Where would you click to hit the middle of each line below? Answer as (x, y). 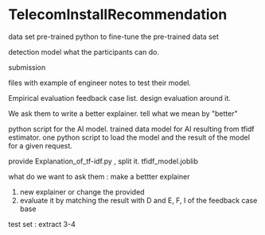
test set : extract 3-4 (42, 224)
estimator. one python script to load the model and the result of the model (129, 137)
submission (27, 67)
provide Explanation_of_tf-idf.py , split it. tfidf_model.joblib (103, 161)
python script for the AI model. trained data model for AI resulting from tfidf (131, 129)
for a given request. (41, 145)
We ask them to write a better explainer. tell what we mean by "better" (123, 114)
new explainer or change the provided (82, 191)
